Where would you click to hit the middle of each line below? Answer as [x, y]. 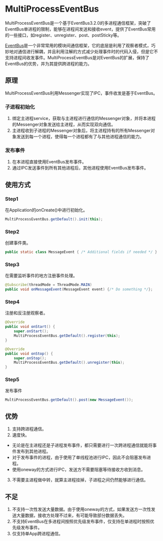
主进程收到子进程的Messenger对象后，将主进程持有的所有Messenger [81, 131]
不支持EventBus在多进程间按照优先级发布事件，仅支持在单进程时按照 [81, 521]
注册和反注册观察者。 [26, 313]
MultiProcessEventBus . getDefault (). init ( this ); [54, 220]
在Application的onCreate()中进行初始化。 [46, 210]
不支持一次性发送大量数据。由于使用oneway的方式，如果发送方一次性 [81, 509]
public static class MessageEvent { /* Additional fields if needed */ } [81, 252]
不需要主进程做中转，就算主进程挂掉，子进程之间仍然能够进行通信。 [80, 480]
